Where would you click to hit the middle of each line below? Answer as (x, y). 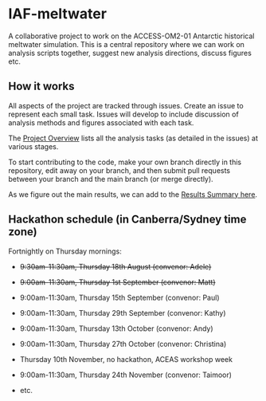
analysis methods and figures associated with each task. (101, 122)
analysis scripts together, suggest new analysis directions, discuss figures (130, 53)
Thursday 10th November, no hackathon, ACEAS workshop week (126, 359)
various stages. (33, 146)
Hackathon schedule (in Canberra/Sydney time (127, 220)
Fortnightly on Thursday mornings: (65, 251)
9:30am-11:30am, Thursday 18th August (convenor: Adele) (115, 266)
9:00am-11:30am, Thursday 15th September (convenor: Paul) (119, 297)
